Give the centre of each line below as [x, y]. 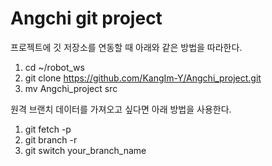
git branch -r [51, 139]
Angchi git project [86, 18]
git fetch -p [48, 129]
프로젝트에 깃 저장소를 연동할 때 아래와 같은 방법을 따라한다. [126, 47]
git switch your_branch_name [85, 150]
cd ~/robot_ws [54, 67]
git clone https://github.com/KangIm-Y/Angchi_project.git [143, 78]
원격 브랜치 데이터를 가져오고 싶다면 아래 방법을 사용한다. [121, 109]
